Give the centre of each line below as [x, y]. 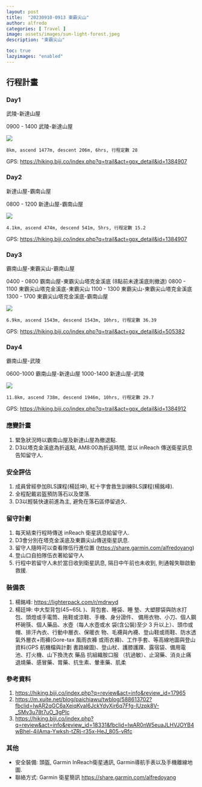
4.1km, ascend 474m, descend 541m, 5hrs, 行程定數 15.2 [76, 228]
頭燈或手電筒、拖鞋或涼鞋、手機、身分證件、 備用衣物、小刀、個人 [108, 617]
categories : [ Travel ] [36, 29]
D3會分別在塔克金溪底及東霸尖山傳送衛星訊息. [72, 540]
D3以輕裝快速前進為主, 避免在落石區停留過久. [71, 501]
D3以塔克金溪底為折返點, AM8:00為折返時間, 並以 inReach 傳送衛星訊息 [104, 447]
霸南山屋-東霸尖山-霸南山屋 [40, 268]
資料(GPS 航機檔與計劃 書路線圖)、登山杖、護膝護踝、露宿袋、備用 [98, 647]
